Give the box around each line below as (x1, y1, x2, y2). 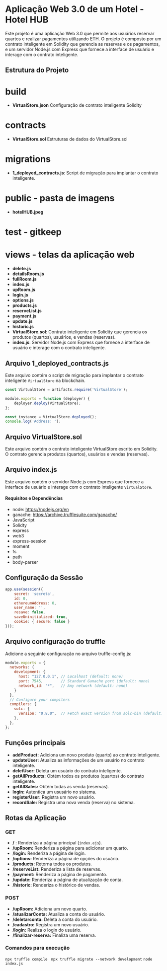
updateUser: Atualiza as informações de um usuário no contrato (12, 757, 145, 763)
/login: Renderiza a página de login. (12, 850, 86, 856)
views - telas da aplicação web (5, 249, 135, 260)
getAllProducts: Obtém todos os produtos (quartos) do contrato (12, 773, 144, 779)
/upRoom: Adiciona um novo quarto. (12, 905, 87, 912)
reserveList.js (12, 308, 42, 314)
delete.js (12, 266, 31, 272)
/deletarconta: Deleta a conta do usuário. (12, 916, 98, 922)
